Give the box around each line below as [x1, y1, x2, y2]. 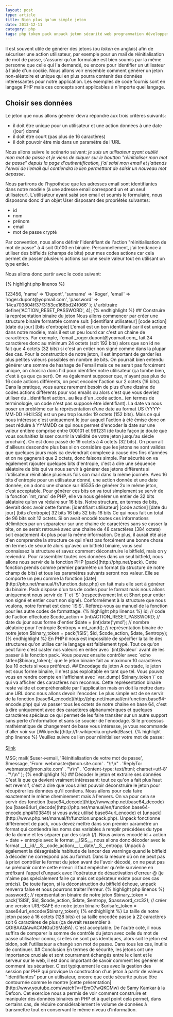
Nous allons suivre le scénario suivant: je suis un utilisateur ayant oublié [5, 149, 158, 155]
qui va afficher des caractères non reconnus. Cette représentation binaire [5, 679, 161, 685]
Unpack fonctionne [119, 815, 161, 821]
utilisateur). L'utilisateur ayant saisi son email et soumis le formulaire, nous [5, 192, 163, 198]
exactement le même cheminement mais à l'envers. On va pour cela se [5, 793, 155, 799]
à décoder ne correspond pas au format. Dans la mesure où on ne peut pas [5, 853, 165, 859]
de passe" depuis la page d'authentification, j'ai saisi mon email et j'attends [5, 160, 167, 166]
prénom [12, 218, 30, 224]
